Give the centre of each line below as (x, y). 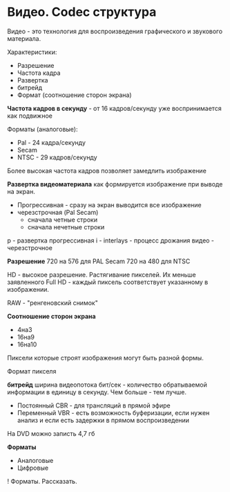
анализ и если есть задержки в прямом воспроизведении (103, 420)
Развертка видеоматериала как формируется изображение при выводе (115, 184)
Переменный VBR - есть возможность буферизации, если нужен (113, 412)
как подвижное (30, 116)
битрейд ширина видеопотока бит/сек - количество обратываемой (107, 385)
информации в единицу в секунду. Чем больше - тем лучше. (97, 392)
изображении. (28, 289)
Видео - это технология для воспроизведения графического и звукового (115, 31)
